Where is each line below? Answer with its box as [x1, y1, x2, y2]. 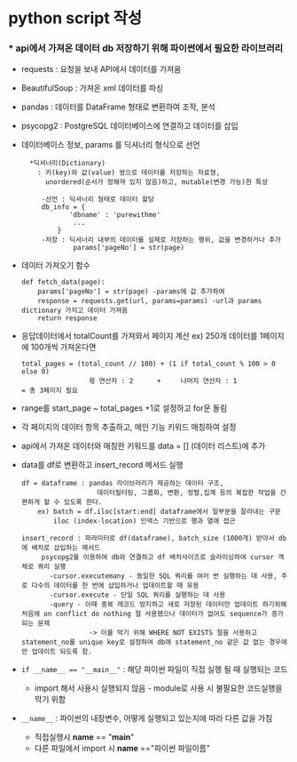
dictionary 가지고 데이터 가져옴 [20, 306, 129, 316]
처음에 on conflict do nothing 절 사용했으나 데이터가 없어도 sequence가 [20, 610, 268, 619]
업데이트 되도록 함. [31, 647, 92, 656]
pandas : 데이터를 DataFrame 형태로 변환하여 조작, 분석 [20, 101, 216, 112]
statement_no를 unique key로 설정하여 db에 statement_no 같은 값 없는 [20, 638, 265, 647]
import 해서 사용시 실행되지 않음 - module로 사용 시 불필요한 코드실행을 [34, 683, 283, 694]
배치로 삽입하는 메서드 [31, 543, 101, 552]
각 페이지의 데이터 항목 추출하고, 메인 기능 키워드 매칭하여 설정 [20, 421, 237, 432]
